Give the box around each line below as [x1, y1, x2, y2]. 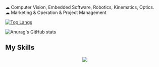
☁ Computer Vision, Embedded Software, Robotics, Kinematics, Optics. [5, 4, 154, 10]
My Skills [5, 43, 35, 52]
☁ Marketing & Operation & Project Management [5, 9, 107, 15]
